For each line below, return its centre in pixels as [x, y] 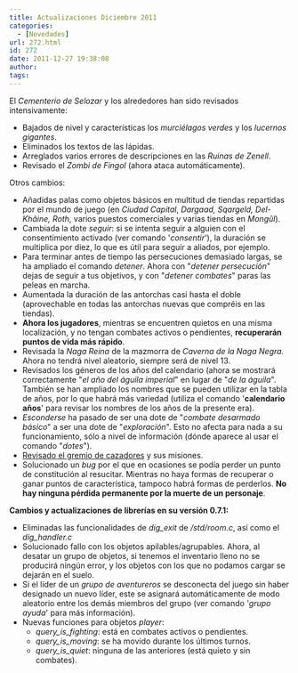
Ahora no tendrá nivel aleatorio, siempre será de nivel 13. [126, 361]
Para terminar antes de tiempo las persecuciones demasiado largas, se [152, 256]
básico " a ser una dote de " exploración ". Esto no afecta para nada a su [152, 426]
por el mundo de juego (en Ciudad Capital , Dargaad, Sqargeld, [137, 209]
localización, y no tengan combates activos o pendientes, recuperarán [152, 332]
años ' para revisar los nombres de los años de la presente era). [138, 408]
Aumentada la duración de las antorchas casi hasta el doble [132, 294]
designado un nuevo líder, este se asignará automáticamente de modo [151, 594]
